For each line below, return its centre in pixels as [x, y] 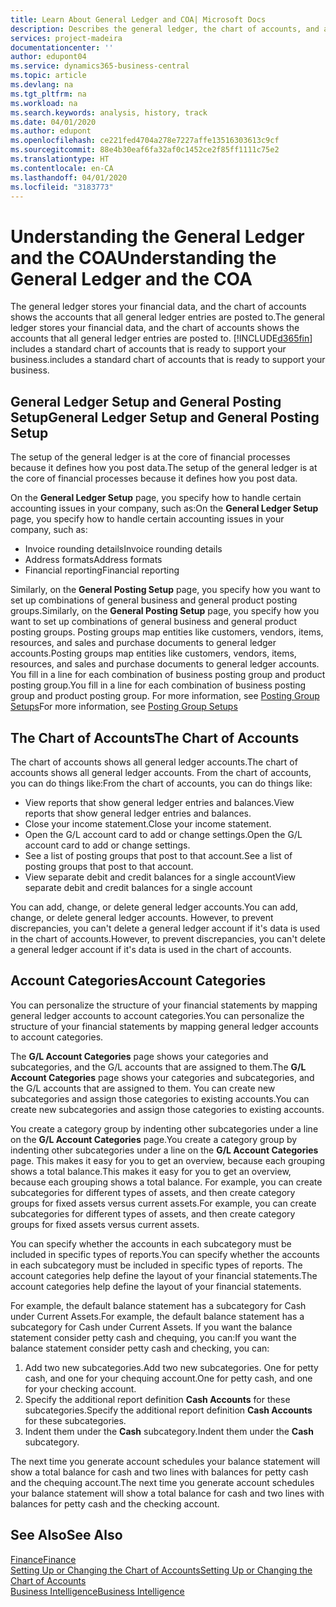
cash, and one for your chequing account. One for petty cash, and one [168, 1378]
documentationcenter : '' [62, 47]
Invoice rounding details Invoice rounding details [123, 549]
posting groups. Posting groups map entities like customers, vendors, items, [167, 632]
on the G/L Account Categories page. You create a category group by [154, 1139]
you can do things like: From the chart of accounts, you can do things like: [161, 783]
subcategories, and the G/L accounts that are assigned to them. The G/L [158, 1067]
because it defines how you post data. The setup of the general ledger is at [164, 468]
